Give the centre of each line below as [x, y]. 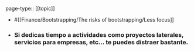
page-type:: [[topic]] [30, 8]
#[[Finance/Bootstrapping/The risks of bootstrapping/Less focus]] [94, 20]
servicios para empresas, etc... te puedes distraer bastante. [101, 42]
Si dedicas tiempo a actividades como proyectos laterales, [99, 34]
